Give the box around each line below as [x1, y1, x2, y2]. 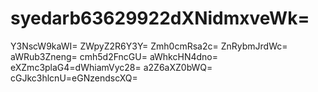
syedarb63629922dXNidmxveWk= [10, 7, 310, 30]
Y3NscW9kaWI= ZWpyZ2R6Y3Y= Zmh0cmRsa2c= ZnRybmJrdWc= [10, 40, 288, 52]
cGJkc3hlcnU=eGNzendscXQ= [10, 72, 138, 84]
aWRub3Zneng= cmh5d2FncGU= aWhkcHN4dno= [10, 50, 218, 62]
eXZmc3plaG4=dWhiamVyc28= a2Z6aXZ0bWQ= [10, 61, 213, 73]
